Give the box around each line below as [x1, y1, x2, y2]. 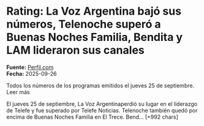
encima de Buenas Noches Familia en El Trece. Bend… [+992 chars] [6, 113, 179, 120]
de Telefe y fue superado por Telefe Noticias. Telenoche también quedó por [6, 106, 198, 114]
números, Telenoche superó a [6, 17, 161, 31]
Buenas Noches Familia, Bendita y [6, 31, 183, 44]
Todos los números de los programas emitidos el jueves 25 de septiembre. [6, 81, 195, 89]
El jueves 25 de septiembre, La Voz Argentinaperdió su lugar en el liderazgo [6, 100, 198, 108]
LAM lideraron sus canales [6, 43, 145, 57]
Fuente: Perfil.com [6, 63, 54, 71]
